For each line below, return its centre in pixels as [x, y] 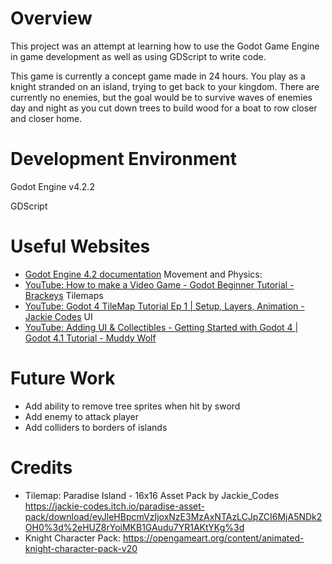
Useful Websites [80, 246]
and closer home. [46, 118]
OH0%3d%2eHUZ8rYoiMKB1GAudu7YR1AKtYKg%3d [134, 527]
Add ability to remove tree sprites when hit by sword [132, 406]
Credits [41, 467]
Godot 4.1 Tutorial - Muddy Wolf [90, 338]
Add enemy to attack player [81, 416]
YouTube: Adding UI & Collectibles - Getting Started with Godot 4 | [161, 327]
